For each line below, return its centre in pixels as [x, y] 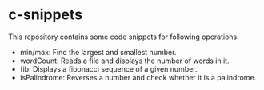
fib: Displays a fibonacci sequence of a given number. [108, 68]
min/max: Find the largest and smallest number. [98, 52]
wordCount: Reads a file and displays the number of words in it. [124, 61]
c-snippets [45, 15]
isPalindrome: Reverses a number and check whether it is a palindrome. [138, 77]
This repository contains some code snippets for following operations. [124, 37]
